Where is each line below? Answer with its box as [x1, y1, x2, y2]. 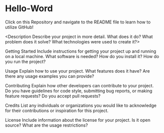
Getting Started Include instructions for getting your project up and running [5, 48, 157, 54]
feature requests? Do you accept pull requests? [5, 93, 101, 99]
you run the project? [5, 58, 46, 64]
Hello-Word [5, 3, 53, 14]
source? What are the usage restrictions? [5, 122, 88, 128]
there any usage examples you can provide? [5, 73, 94, 79]
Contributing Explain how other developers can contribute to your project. [5, 82, 154, 88]
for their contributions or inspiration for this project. [5, 108, 109, 114]
